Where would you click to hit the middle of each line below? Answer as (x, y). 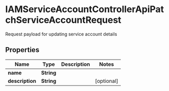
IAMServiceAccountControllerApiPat (84, 9)
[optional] (106, 81)
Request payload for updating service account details (61, 34)
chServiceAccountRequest (63, 20)
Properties (22, 50)
